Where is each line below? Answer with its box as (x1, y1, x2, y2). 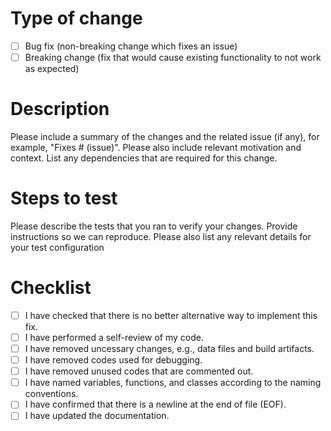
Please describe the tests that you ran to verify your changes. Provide (10, 220, 298, 232)
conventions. (24, 388, 79, 400)
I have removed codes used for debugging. (24, 354, 203, 366)
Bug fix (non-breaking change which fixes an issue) (24, 40, 238, 52)
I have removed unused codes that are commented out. (24, 365, 254, 377)
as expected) (24, 63, 80, 75)
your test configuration (10, 241, 105, 253)
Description (10, 98, 110, 121)
